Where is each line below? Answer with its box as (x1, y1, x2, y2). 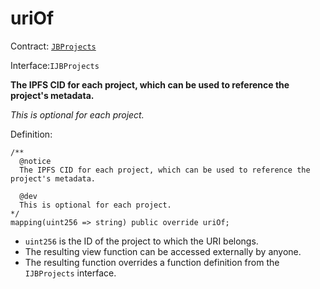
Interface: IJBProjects (10, 59, 100, 71)
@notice (19, 156, 52, 166)
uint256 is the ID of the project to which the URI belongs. (24, 235, 259, 247)
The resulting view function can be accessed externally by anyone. (24, 245, 302, 257)
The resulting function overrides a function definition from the (24, 256, 280, 268)
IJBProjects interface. (24, 267, 117, 279)
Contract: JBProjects (10, 40, 97, 52)
